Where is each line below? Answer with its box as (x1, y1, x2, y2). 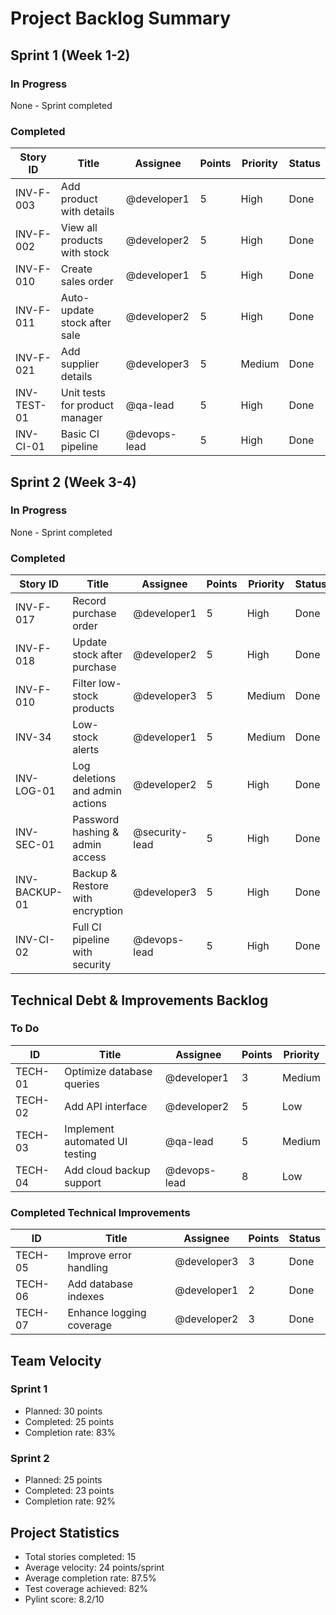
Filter (72, 677, 97, 691)
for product (60, 398, 114, 412)
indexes (67, 1290, 105, 1304)
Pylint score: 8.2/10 (24, 1593, 105, 1605)
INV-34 (15, 730, 52, 744)
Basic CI (60, 427, 100, 441)
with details (60, 205, 115, 219)
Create (60, 262, 93, 276)
